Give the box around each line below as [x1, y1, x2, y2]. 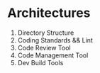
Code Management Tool [17, 51, 89, 60]
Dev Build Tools [17, 58, 64, 67]
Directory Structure [17, 28, 74, 37]
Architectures [7, 5, 91, 21]
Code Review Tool [17, 43, 71, 52]
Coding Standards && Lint [17, 35, 94, 44]
